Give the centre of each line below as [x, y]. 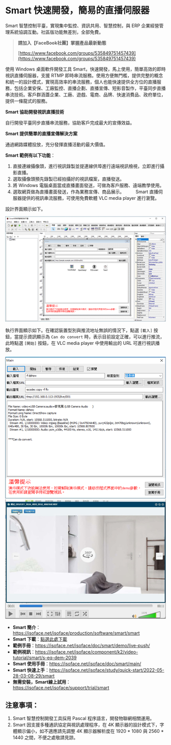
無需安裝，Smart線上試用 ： [41, 682]
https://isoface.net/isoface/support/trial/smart [61, 688]
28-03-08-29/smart [34, 676]
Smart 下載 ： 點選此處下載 [40, 639]
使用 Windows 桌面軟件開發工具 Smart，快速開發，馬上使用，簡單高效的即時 [86, 69]
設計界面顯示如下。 [25, 209]
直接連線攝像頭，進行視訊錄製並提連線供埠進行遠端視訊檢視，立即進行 [86, 166]
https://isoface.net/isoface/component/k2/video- [87, 652]
